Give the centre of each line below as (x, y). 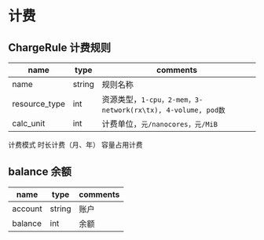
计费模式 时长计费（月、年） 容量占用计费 (75, 145)
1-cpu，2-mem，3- (172, 100)
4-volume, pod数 (196, 110)
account (27, 209)
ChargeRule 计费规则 (60, 47)
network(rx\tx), (132, 110)
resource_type (38, 104)
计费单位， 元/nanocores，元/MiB (160, 124)
